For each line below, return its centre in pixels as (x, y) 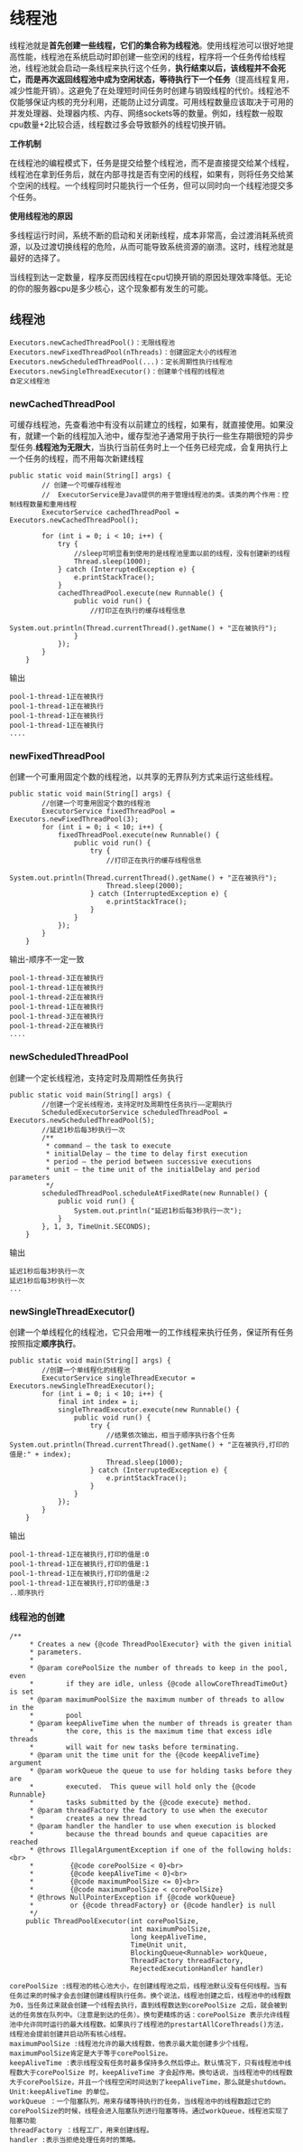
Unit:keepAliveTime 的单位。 (61, 2092)
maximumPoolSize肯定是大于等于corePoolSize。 (91, 2053)
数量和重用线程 (53, 505)
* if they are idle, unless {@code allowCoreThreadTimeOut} (159, 1684)
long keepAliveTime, (169, 1937)
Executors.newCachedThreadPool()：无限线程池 (92, 343)
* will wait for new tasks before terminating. (135, 1747)
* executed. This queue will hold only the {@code (142, 1787)
